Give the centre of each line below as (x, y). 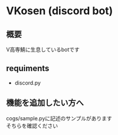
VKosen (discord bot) (60, 11)
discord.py (28, 83)
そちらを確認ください (32, 126)
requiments (28, 68)
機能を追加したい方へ (45, 103)
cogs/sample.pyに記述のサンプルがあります (59, 118)
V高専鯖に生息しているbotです (43, 49)
